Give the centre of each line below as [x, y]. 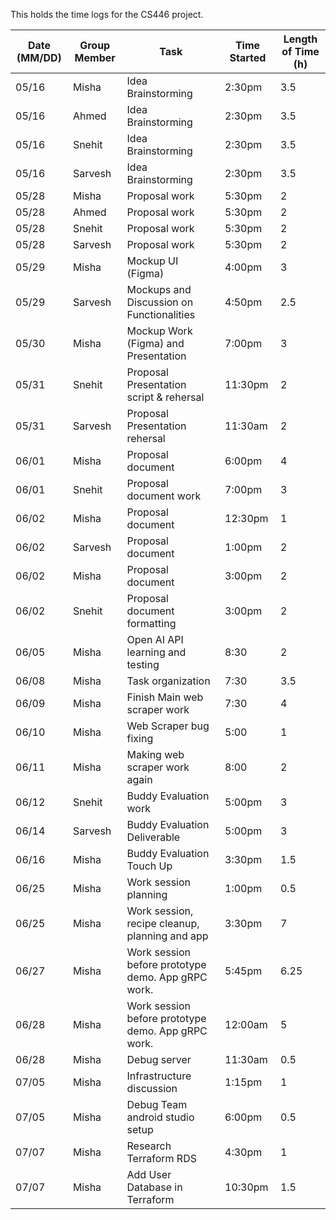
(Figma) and [155, 343]
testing [143, 664]
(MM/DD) [39, 57]
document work [164, 496]
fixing [140, 738]
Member [95, 57]
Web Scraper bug [168, 726]
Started [248, 57]
